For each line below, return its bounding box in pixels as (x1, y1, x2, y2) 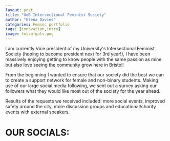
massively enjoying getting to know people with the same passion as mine (5, 56, 162, 62)
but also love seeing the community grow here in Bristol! (5, 62, 124, 68)
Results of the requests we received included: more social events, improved (5, 98, 165, 104)
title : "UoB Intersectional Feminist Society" (5, 12, 107, 17)
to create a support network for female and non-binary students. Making (5, 77, 159, 83)
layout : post (5, 7, 33, 13)
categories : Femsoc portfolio (5, 22, 70, 27)
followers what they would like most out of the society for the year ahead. (5, 88, 161, 94)
